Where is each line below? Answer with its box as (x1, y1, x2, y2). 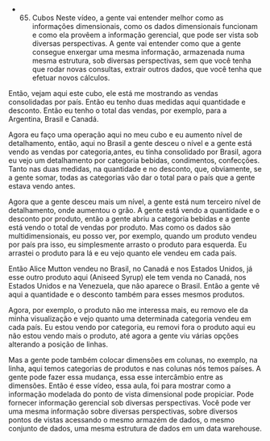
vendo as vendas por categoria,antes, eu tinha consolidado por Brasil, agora (8, 147, 262, 156)
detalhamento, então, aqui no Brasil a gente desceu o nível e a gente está (8, 139, 252, 148)
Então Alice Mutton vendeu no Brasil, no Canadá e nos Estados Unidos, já (8, 264, 253, 273)
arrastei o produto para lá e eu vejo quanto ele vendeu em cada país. (8, 248, 238, 258)
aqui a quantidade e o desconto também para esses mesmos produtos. (8, 289, 245, 299)
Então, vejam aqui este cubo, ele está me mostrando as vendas (8, 89, 219, 98)
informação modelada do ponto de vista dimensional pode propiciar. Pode (8, 389, 254, 399)
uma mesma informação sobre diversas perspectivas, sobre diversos (8, 406, 238, 416)
